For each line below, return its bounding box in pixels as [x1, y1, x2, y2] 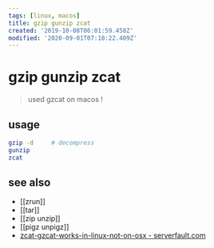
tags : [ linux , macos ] [8, 11, 81, 20]
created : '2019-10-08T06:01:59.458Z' [8, 26, 134, 34]
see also [8, 176, 51, 190]
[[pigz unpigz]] [19, 222, 69, 232]
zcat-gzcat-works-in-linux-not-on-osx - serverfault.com [19, 230, 206, 240]
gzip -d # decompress [8, 139, 94, 147]
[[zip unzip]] [19, 214, 61, 223]
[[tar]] [19, 205, 40, 215]
